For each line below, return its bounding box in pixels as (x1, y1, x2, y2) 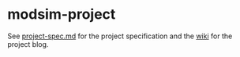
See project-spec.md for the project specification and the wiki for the (7, 31, 233, 41)
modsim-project (7, 5, 116, 23)
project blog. (7, 39, 49, 48)
